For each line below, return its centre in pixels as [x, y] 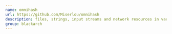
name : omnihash [21, 10]
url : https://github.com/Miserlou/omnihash [52, 14]
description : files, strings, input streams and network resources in [82, 19]
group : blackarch [24, 24]
